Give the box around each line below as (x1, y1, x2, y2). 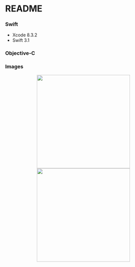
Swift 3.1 (12, 37, 30, 43)
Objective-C (5, 50, 36, 57)
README (5, 3, 43, 14)
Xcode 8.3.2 (12, 32, 37, 38)
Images (5, 63, 24, 70)
